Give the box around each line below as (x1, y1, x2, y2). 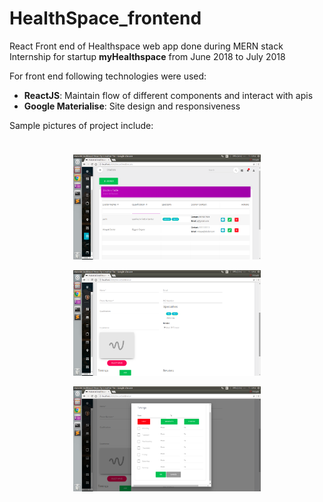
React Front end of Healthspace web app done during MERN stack (9, 40, 284, 52)
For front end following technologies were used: (9, 70, 207, 82)
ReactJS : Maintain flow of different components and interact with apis (23, 89, 314, 101)
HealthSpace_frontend (9, 7, 202, 30)
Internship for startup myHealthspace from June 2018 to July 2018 (9, 50, 286, 62)
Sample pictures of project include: (9, 119, 154, 131)
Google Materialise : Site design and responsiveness (23, 100, 241, 112)
